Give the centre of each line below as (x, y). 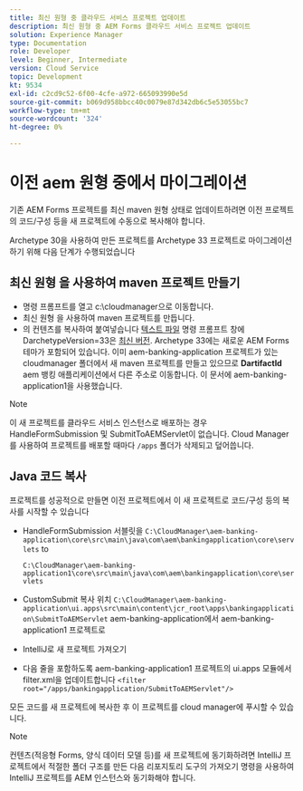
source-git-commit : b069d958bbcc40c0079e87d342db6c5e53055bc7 (129, 102)
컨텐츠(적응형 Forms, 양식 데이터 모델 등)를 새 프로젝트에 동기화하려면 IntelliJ (146, 755)
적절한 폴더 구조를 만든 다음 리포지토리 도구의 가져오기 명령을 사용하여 (171, 766)
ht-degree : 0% (36, 128)
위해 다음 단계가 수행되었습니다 (80, 251)
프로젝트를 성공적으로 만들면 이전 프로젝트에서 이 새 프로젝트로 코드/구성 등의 (145, 500)
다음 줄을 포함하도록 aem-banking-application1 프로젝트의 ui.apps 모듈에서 (157, 668)
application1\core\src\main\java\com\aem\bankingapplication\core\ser (158, 573)
